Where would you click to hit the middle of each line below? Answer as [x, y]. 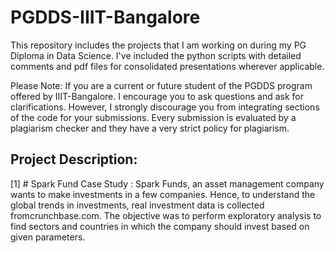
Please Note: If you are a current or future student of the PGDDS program [161, 85]
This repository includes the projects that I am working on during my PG [158, 45]
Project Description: [74, 159]
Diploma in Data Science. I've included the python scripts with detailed [156, 55]
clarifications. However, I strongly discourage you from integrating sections [165, 107]
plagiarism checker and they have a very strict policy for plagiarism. [150, 128]
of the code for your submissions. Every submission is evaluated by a [153, 117]
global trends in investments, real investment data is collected [137, 205]
